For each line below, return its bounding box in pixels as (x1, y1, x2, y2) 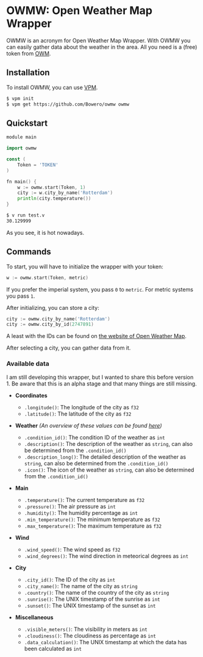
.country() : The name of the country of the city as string (24, 589, 169, 596)
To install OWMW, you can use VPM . (6, 84, 98, 91)
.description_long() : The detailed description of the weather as (24, 453, 187, 461)
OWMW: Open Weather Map (6, 4, 152, 18)
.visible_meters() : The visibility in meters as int (24, 625, 148, 633)
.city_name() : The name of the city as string (24, 582, 138, 589)
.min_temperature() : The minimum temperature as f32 (24, 515, 160, 523)
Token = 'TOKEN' (17, 162, 59, 168)
